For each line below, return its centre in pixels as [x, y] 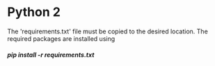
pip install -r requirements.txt [51, 55]
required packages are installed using [61, 38]
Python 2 [34, 12]
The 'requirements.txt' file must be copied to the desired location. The [108, 31]
